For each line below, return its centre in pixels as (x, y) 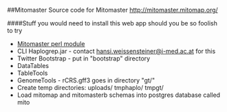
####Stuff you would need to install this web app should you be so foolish (112, 23)
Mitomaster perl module (51, 44)
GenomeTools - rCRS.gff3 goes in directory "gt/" (86, 80)
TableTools (32, 73)
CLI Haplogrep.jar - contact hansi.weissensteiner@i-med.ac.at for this (116, 51)
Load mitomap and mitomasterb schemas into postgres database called (119, 95)
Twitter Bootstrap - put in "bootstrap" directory (84, 58)
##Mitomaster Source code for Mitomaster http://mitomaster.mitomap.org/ (112, 10)
